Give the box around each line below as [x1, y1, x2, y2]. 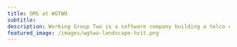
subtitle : [7, 17, 37, 23]
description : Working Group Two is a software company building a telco [7, 23, 226, 30]
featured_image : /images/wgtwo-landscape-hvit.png [7, 29, 159, 37]
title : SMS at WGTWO [7, 10, 68, 17]
